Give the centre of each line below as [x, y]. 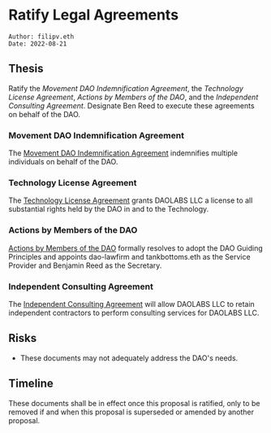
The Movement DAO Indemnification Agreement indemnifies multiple [123, 153]
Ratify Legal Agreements [94, 15]
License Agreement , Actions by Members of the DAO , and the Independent [133, 97]
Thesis [26, 69]
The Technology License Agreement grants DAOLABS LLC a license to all [131, 200]
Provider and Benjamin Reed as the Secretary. [85, 265]
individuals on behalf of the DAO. [63, 162]
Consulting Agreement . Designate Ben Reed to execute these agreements [131, 105]
